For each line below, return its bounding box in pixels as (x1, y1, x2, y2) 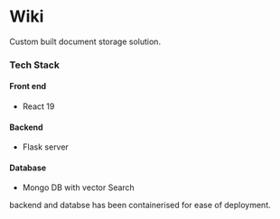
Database (9, 162, 47, 173)
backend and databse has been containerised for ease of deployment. (9, 200, 271, 211)
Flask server (22, 141, 70, 152)
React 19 (22, 101, 55, 112)
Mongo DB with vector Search (22, 182, 135, 193)
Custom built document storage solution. (9, 36, 161, 47)
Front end (9, 81, 47, 92)
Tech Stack (9, 59, 61, 71)
